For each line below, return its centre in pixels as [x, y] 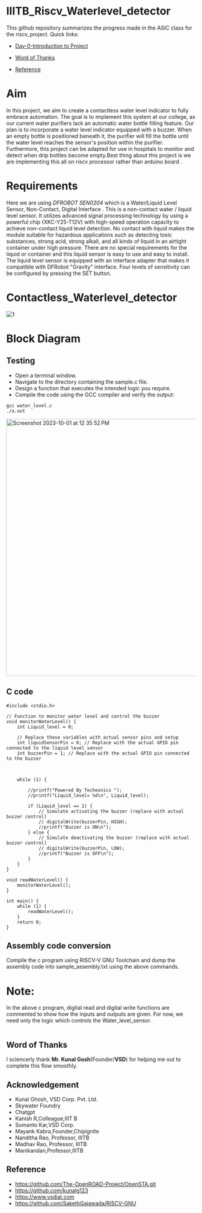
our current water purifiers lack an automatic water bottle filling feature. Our [100, 123]
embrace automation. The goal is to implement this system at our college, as [101, 116]
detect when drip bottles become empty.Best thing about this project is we [99, 155]
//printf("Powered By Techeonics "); [75, 790]
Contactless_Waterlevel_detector [92, 297]
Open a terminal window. [46, 375]
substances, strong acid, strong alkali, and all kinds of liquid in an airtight [96, 241]
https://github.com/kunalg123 [51, 1190]
